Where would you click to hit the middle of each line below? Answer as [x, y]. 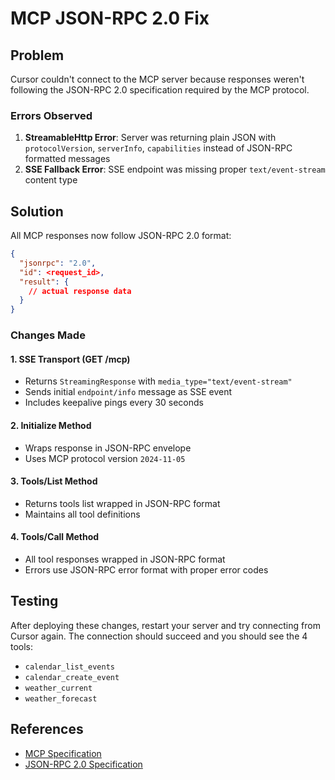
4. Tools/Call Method [55, 537]
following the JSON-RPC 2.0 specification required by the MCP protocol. [160, 90]
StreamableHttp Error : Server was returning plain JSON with [150, 138]
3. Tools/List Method [54, 481]
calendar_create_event [72, 677]
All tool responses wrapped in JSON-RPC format [125, 559]
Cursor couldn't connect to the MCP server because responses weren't [157, 79]
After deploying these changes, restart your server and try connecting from [165, 625]
